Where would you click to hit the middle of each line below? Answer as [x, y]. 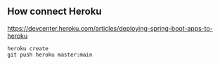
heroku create [28, 48]
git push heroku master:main [50, 55]
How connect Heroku [54, 12]
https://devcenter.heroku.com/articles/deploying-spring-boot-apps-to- [110, 28]
